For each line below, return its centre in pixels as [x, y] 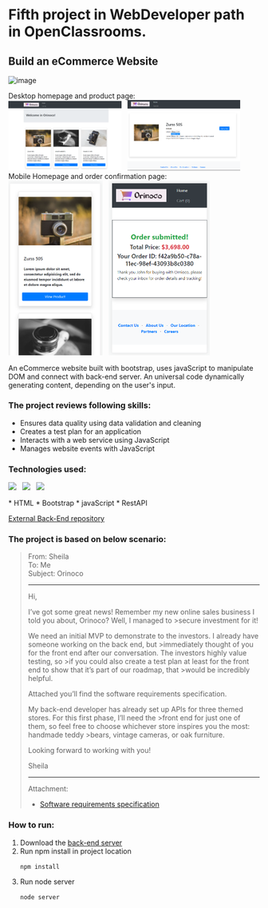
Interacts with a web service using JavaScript [95, 440]
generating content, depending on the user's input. [92, 384]
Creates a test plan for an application [81, 431]
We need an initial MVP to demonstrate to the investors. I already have [143, 636]
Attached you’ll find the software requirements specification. [127, 694]
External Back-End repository [57, 519]
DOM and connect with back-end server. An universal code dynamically [126, 376]
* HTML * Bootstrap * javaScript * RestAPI [78, 503]
